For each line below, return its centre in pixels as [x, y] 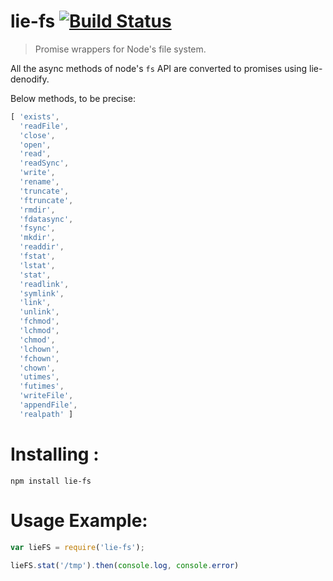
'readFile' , [44, 126]
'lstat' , [37, 265]
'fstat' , [37, 256]
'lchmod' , [39, 331]
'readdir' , [42, 247]
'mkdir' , [37, 238]
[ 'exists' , [35, 116]
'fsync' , [37, 228]
